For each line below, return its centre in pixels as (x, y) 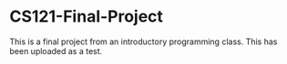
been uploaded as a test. (56, 50)
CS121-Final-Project (87, 17)
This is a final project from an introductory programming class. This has (143, 41)
